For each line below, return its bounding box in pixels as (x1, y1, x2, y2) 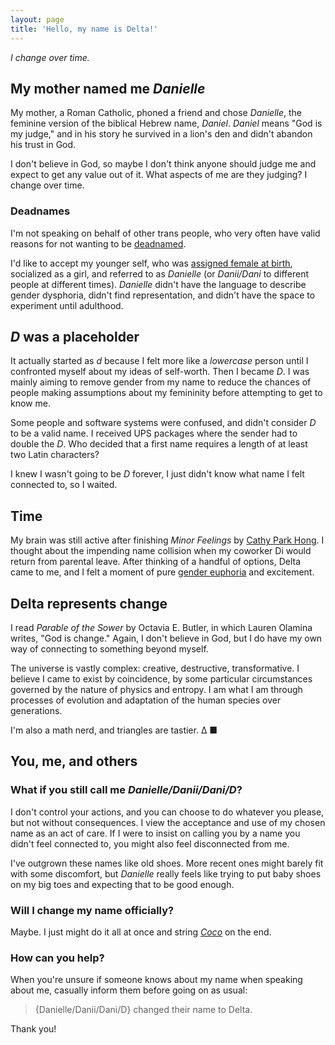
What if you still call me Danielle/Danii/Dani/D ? (10, 783, 243, 797)
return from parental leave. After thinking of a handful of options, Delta (10, 556, 302, 568)
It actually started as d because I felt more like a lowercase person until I (10, 355, 309, 367)
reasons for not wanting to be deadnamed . (10, 237, 187, 250)
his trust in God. (10, 139, 77, 151)
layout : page (10, 14, 65, 25)
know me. (10, 397, 51, 410)
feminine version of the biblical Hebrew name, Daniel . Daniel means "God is (10, 117, 323, 130)
